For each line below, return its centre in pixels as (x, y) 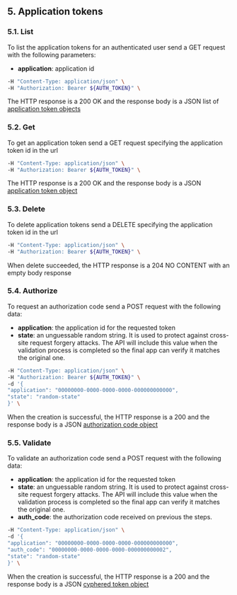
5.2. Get (21, 127)
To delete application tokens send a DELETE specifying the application (110, 224)
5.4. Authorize (33, 291)
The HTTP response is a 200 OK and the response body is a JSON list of (113, 101)
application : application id (56, 68)
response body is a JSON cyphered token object (78, 584)
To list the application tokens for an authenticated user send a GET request (116, 47)
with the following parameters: (52, 54)
